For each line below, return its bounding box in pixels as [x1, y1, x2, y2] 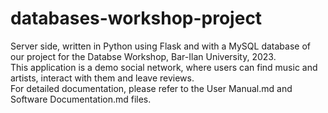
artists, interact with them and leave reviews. [10, 72, 195, 84]
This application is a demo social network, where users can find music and [10, 61, 318, 73]
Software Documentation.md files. [10, 93, 152, 105]
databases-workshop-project [10, 7, 263, 30]
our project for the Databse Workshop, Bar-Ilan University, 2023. [10, 50, 277, 62]
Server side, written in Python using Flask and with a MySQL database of [10, 40, 311, 52]
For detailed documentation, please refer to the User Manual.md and [10, 82, 293, 94]
